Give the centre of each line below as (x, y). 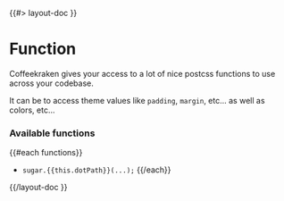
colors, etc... (32, 110)
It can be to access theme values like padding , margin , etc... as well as (137, 100)
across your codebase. (51, 83)
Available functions (52, 133)
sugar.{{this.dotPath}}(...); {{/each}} (96, 170)
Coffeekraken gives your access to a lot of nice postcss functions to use (142, 73)
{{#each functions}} (46, 153)
